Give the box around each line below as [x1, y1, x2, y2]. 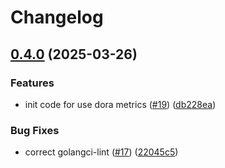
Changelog [10, 6, 104, 29]
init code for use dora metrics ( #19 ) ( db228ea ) [24, 98, 217, 110]
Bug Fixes [10, 123, 60, 137]
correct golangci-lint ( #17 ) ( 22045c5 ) [24, 146, 179, 158]
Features [10, 76, 55, 90]
